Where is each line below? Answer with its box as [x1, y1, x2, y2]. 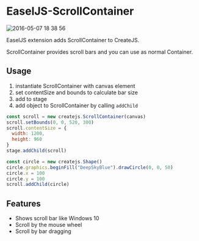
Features [6, 198, 41, 209]
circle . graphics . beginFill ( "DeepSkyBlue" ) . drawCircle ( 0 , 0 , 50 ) [6, 164, 173, 171]
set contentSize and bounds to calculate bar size [15, 89, 139, 96]
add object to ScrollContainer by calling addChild [15, 102, 139, 109]
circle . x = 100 [6, 170, 45, 176]
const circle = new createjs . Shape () [6, 158, 103, 165]
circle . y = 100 [6, 176, 45, 182]
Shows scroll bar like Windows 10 [15, 215, 99, 222]
